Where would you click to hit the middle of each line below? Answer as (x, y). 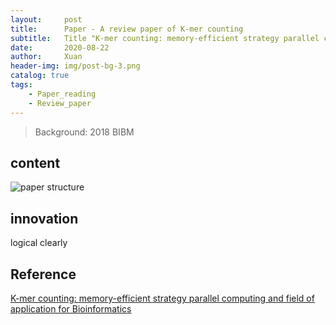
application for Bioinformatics (71, 308)
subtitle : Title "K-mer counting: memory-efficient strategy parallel (165, 38)
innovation (44, 218)
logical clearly (39, 243)
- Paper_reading (62, 94)
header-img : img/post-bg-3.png (75, 66)
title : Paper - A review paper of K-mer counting (127, 29)
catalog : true (40, 76)
